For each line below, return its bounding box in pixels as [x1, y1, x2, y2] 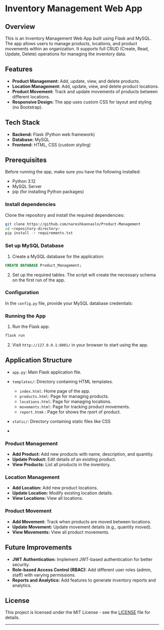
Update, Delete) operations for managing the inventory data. [5, 51, 126, 57]
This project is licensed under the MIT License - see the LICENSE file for [5, 609, 150, 615]
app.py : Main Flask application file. [12, 369, 82, 375]
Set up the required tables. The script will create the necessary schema [12, 272, 156, 278]
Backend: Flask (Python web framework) [12, 131, 95, 137]
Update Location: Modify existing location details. [12, 490, 113, 496]
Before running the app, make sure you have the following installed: [5, 169, 141, 175]
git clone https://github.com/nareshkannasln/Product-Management [5, 221, 141, 227]
